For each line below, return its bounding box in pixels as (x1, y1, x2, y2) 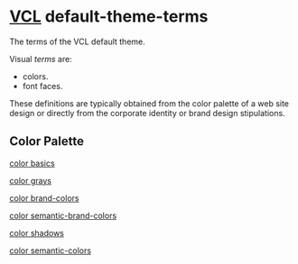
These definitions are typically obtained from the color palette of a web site (9, 97, 290, 109)
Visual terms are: (9, 53, 72, 64)
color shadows (9, 227, 65, 238)
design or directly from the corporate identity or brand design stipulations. (9, 107, 286, 118)
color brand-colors (9, 192, 79, 204)
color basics (9, 158, 56, 168)
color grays (9, 175, 52, 186)
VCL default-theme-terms (9, 6, 209, 27)
